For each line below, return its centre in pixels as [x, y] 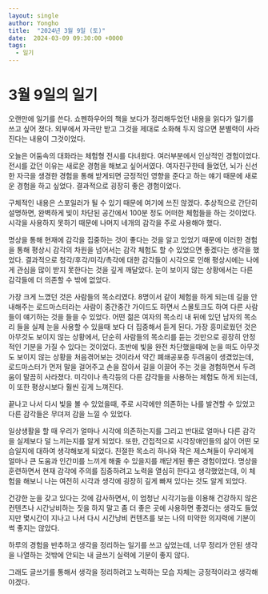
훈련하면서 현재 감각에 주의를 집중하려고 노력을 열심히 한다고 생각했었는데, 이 [128, 471]
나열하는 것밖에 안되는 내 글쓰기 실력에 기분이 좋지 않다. [103, 555]
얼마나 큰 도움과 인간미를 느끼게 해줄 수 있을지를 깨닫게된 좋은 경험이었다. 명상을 [133, 460]
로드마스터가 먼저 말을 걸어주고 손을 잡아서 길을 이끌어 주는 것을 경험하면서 [125, 367]
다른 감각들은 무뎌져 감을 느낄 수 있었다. [70, 414]
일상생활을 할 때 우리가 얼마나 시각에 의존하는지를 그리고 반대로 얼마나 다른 [125, 431]
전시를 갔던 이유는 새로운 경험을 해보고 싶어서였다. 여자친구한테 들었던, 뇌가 [126, 166]
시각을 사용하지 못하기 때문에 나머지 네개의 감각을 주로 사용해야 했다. [115, 223]
